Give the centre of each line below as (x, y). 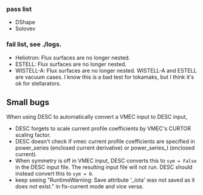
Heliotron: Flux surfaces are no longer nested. (73, 58)
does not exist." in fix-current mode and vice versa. (79, 187)
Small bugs (28, 102)
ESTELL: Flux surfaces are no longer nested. (71, 64)
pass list (19, 9)
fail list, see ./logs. (34, 44)
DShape (25, 22)
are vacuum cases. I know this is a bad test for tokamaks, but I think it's (105, 77)
